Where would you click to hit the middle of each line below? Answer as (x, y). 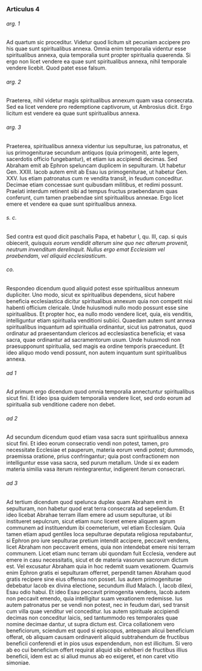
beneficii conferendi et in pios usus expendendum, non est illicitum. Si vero (99, 643)
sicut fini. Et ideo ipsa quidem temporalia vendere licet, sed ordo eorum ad (99, 398)
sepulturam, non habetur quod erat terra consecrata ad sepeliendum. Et (96, 508)
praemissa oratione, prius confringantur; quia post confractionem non (93, 456)
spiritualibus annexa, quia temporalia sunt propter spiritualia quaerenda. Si (99, 55)
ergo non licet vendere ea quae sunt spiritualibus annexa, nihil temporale (96, 62)
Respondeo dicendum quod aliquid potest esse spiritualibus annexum (93, 288)
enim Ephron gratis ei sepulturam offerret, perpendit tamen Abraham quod (99, 572)
